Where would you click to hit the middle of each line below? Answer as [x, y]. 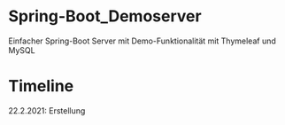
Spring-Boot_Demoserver [105, 16]
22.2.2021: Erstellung [47, 110]
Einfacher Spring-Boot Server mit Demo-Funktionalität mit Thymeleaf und [142, 41]
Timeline [41, 86]
